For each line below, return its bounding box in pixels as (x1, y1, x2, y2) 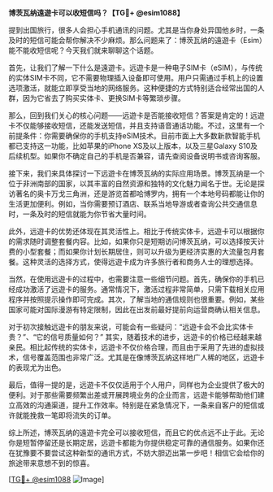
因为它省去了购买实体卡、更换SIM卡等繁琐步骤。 (22, 94, 185, 102)
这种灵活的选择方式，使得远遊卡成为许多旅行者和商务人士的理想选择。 (22, 257, 258, 267)
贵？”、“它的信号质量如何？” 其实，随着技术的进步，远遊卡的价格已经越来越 (8, 333, 262, 342)
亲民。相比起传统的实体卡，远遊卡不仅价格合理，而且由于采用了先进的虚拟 (8, 342, 258, 352)
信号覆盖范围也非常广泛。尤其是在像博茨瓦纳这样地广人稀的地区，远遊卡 (22, 353, 265, 362)
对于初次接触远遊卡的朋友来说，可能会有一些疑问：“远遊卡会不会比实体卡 (8, 322, 254, 332)
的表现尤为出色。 (8, 363, 66, 372)
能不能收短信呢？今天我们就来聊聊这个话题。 (8, 46, 158, 55)
